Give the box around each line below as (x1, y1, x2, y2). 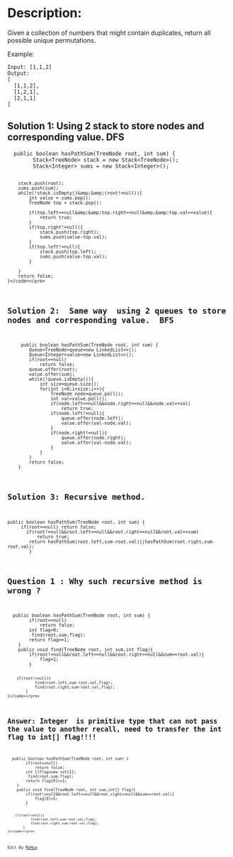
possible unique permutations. (7, 36, 96, 44)
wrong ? (7, 585, 41, 595)
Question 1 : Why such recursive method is (7, 576, 203, 586)
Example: (7, 50, 35, 58)
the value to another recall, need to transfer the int (7, 725, 222, 733)
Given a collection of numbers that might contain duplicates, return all (7, 28, 211, 37)
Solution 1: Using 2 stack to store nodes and (7, 120, 205, 132)
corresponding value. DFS (7, 131, 125, 144)
